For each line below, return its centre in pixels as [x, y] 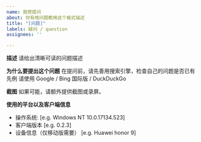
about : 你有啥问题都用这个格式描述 [46, 18]
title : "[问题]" [26, 23]
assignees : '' [24, 35]
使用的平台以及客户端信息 [38, 105]
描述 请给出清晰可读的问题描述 [45, 58]
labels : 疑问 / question [37, 29]
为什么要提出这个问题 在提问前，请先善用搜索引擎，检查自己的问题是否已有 [101, 71]
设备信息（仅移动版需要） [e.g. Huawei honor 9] [75, 133]
